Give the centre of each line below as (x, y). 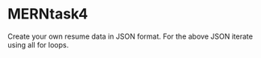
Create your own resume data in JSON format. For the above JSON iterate (130, 36)
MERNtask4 (48, 14)
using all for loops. (38, 44)
